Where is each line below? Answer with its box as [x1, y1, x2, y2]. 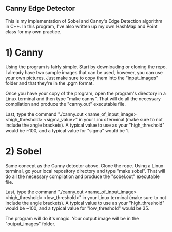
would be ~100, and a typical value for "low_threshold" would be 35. [5, 205, 150, 211]
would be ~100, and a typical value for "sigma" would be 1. [5, 127, 129, 133]
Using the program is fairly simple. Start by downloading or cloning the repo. [5, 64, 167, 70]
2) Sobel [5, 145, 42, 157]
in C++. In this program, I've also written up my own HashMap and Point [5, 23, 158, 29]
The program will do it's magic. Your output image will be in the [5, 215, 139, 221]
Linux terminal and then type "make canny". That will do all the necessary [5, 95, 161, 102]
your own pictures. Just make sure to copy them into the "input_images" [5, 75, 158, 81]
